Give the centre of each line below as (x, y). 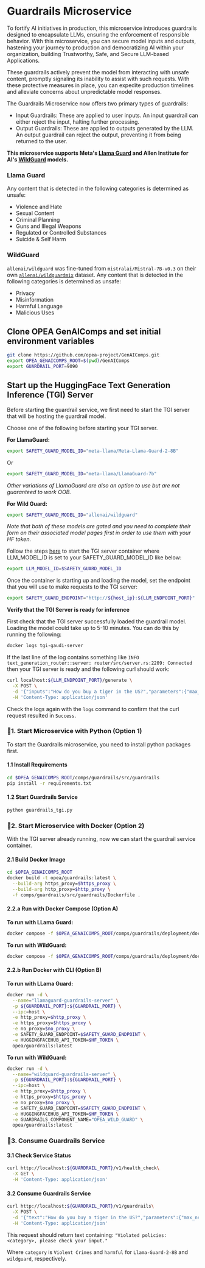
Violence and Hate (39, 207)
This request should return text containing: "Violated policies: (87, 1234)
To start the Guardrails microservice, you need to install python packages (99, 744)
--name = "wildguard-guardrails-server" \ (64, 1074)
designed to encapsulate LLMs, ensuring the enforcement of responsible (98, 34)
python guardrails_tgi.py (40, 810)
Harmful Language (39, 306)
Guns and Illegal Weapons (48, 226)
